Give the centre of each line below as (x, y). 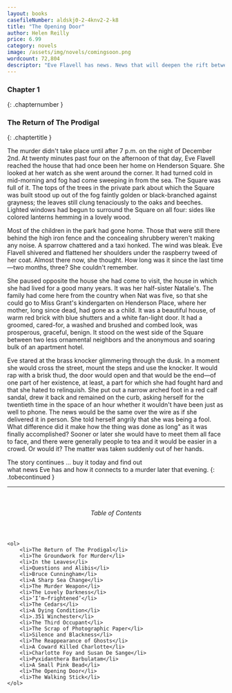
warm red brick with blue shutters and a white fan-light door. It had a (105, 318)
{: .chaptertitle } (29, 138)
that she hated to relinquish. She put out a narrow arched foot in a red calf (112, 390)
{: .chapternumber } (35, 104)
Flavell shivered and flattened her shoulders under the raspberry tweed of (112, 253)
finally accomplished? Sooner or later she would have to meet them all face (114, 435)
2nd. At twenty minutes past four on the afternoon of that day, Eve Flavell (111, 158)
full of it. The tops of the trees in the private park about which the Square (111, 188)
